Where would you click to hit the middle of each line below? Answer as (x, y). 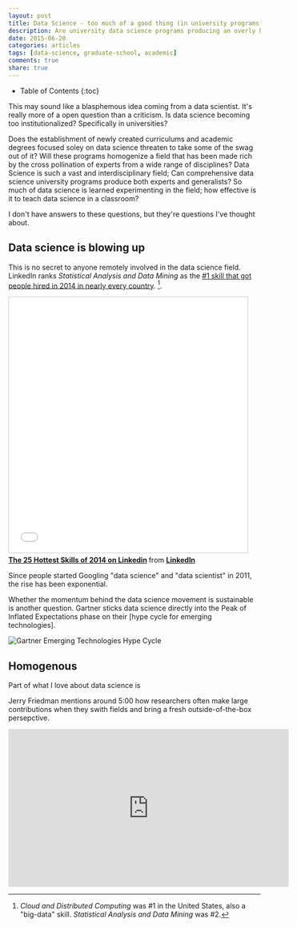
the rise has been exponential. (58, 584)
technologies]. (32, 625)
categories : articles (44, 46)
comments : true (34, 61)
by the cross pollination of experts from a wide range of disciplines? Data (129, 164)
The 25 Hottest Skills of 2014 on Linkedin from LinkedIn (102, 560)
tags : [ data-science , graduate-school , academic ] (93, 53)
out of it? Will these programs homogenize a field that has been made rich (130, 156)
